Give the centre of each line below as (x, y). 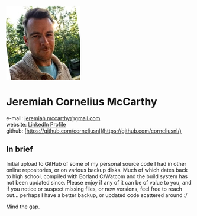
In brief (20, 149)
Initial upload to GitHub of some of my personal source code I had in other (96, 163)
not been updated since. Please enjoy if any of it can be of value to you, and (99, 182)
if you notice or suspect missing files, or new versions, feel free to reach (94, 189)
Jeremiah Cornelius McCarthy (82, 102)
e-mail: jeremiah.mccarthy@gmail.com (53, 118)
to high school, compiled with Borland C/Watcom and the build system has (97, 176)
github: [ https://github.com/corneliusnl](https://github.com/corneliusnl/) (94, 131)
